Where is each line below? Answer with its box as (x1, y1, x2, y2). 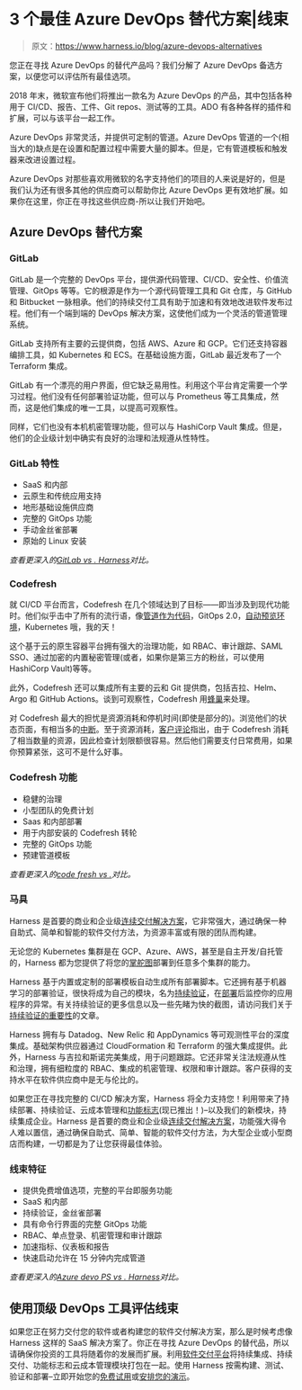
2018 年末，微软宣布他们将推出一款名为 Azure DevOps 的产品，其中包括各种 (9, 90, 292, 101)
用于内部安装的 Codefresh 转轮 (22, 827, 138, 838)
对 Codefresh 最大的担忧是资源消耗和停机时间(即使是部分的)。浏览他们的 (9, 713, 280, 723)
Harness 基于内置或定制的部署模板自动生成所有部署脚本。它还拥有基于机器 (9, 976, 287, 987)
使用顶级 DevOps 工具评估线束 (9, 1300, 180, 1315)
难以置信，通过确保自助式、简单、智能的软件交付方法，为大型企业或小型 (16, 1126, 285, 1137)
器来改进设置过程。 (9, 154, 81, 165)
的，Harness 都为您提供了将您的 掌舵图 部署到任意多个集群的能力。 (9, 956, 255, 968)
